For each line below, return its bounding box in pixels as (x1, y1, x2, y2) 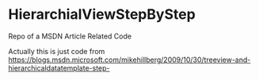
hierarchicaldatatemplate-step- (8, 63, 110, 72)
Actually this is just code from (8, 46, 105, 56)
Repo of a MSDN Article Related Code (8, 31, 132, 41)
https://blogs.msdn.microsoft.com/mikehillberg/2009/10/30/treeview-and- (8, 55, 251, 64)
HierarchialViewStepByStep (8, 5, 196, 24)
